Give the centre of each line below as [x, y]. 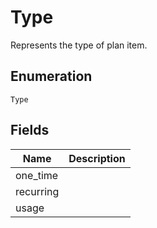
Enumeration [51, 76]
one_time [37, 175]
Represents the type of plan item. [79, 45]
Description [97, 158]
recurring [37, 191]
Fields [30, 130]
